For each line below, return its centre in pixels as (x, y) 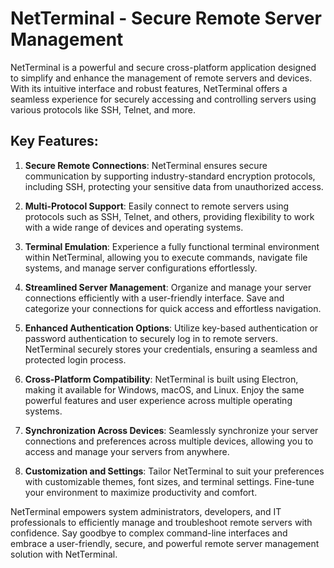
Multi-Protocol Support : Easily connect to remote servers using (157, 206)
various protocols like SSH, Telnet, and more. (103, 109)
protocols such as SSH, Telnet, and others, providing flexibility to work (169, 216)
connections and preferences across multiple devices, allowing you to (169, 441)
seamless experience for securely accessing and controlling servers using (163, 99)
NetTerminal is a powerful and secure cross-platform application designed (163, 67)
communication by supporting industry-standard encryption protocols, (170, 176)
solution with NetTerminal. (64, 554)
